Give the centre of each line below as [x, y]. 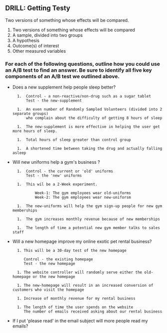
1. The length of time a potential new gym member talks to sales [89, 228]
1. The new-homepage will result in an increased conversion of [85, 286]
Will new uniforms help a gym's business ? [56, 162]
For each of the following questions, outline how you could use [83, 64]
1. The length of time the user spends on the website [75, 307]
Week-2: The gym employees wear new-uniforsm [83, 198]
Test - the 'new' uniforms [54, 176]
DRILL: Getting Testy [38, 8]
